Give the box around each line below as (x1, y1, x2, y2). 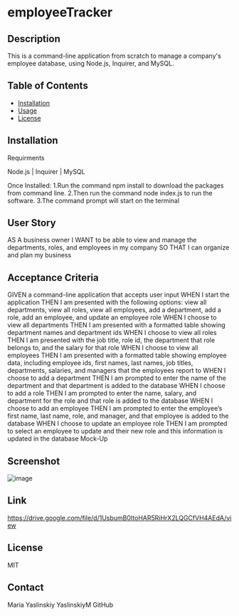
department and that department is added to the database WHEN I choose (7, 381, 225, 390)
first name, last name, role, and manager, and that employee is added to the (7, 411, 229, 421)
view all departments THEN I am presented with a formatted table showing (7, 321, 225, 329)
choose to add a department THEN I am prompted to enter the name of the (7, 374, 226, 382)
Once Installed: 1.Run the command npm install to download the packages (7, 181, 224, 190)
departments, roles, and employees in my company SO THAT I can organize (7, 243, 230, 252)
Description (7, 33, 60, 45)
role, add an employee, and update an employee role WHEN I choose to (7, 313, 217, 322)
